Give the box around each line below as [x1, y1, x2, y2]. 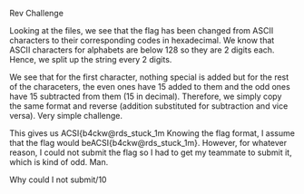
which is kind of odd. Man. [9, 157, 109, 167]
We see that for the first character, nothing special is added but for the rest [9, 72, 289, 82]
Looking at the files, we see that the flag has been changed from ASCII [9, 25, 274, 35]
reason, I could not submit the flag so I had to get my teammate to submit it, [9, 147, 292, 158]
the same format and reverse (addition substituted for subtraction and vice [9, 101, 289, 112]
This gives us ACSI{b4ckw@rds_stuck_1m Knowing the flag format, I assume [9, 128, 295, 139]
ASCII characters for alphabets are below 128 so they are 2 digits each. [9, 44, 275, 55]
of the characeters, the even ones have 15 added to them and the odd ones [9, 82, 290, 92]
